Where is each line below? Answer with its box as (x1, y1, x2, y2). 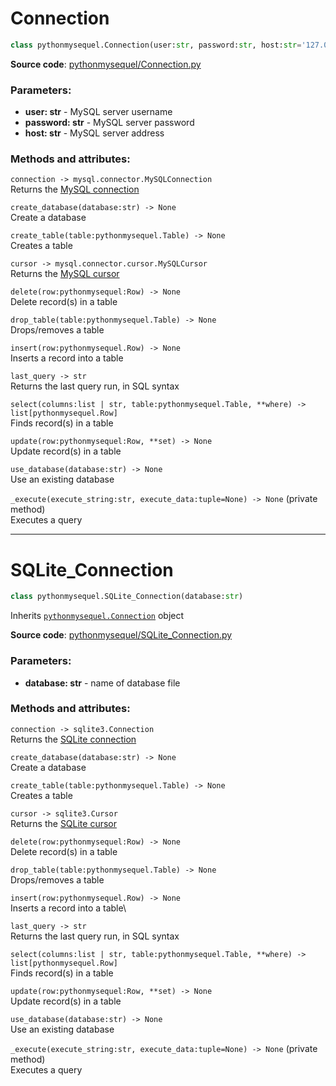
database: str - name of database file (24, 677, 181, 689)
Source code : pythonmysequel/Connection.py (10, 58, 202, 70)
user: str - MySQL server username (24, 106, 173, 118)
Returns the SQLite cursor (10, 817, 118, 829)
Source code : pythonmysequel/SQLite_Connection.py (10, 629, 233, 641)
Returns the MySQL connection (10, 183, 140, 196)
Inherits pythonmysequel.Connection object (10, 610, 185, 622)
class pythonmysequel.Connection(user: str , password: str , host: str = (10, 40, 302, 50)
